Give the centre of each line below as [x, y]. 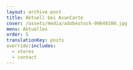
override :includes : [31, 46]
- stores [23, 52]
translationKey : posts [35, 40]
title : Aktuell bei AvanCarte [45, 18]
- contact [24, 57]
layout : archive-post [34, 12]
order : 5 [17, 35]
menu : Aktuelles [27, 29]
